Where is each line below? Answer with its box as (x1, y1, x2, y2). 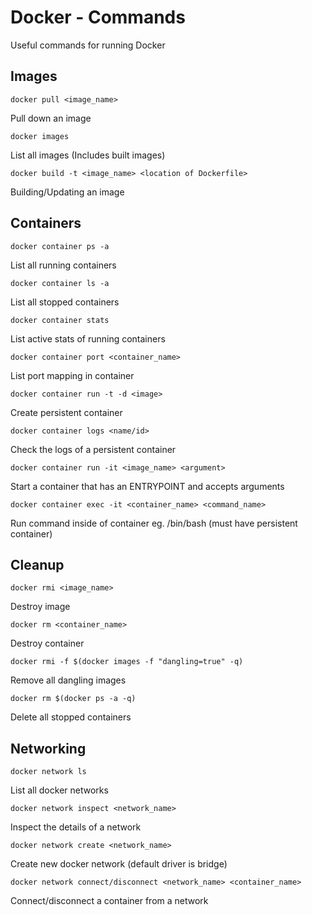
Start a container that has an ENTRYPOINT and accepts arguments (10, 480, 285, 492)
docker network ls (10, 767, 87, 777)
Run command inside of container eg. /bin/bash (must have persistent (10, 517, 298, 529)
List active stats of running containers (10, 332, 166, 345)
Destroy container (10, 637, 85, 650)
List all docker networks (10, 784, 109, 796)
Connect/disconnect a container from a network (10, 895, 209, 907)
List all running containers (10, 259, 117, 271)
